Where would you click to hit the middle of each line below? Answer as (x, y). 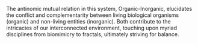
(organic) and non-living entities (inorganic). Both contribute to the (88, 21)
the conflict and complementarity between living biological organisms (93, 15)
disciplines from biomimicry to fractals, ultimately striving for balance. (93, 34)
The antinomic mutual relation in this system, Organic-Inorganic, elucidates (99, 9)
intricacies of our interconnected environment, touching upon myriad (92, 28)
